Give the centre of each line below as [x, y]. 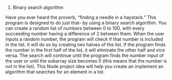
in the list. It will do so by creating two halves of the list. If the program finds [85, 45]
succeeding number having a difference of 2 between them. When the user [85, 34]
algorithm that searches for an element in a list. [55, 72]
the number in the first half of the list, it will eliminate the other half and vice [85, 50]
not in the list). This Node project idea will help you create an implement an [84, 66]
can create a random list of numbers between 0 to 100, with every [75, 28]
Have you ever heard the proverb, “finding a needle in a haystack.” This [81, 17]
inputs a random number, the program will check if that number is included [84, 39]
